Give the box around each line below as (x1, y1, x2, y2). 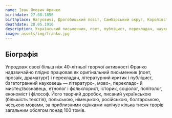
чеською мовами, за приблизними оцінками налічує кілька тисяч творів (5, 102, 164, 108)
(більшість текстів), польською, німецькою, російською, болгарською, (5, 96, 160, 102)
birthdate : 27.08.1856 (5, 12, 54, 17)
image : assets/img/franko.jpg (5, 31, 70, 36)
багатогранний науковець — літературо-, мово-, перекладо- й (5, 80, 143, 86)
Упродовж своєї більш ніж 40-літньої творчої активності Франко (5, 63, 147, 69)
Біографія (5, 50, 38, 59)
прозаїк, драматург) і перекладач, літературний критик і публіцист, (5, 75, 153, 81)
